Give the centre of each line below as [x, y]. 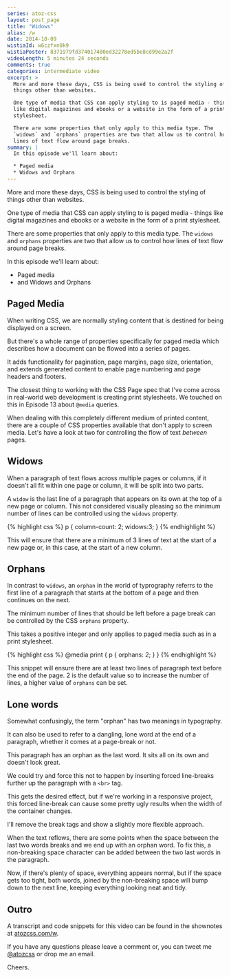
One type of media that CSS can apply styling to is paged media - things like [115, 213]
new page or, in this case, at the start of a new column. [85, 547]
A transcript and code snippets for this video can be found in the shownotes [115, 926]
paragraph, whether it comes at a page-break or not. [82, 742]
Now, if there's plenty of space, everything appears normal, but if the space [114, 873]
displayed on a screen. [39, 327]
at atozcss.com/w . [33, 933]
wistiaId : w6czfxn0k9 [38, 45]
